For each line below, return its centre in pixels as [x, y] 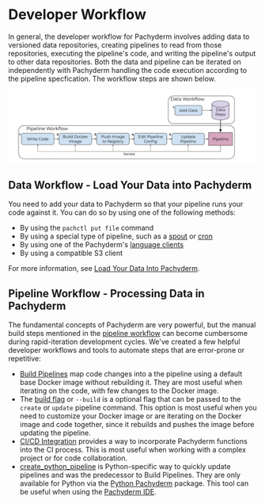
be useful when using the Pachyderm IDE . [88, 492]
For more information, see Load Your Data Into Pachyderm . [104, 269]
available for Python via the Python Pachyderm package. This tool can [134, 483]
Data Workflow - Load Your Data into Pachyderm [130, 185]
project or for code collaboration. [74, 458]
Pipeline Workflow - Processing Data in [106, 294]
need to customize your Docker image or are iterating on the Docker [131, 416]
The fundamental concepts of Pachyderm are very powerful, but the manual [132, 325]
